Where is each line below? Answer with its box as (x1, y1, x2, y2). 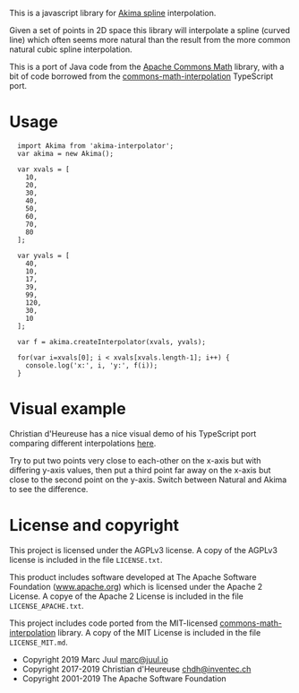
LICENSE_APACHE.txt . (9, 600, 84, 611)
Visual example (9, 399, 127, 420)
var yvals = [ (17, 251, 70, 260)
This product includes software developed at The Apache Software (9, 571, 257, 582)
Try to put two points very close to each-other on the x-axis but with (9, 455, 261, 465)
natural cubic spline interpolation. (9, 44, 132, 55)
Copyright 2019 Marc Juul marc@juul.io (21, 654, 168, 664)
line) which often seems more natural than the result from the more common (9, 35, 291, 45)
